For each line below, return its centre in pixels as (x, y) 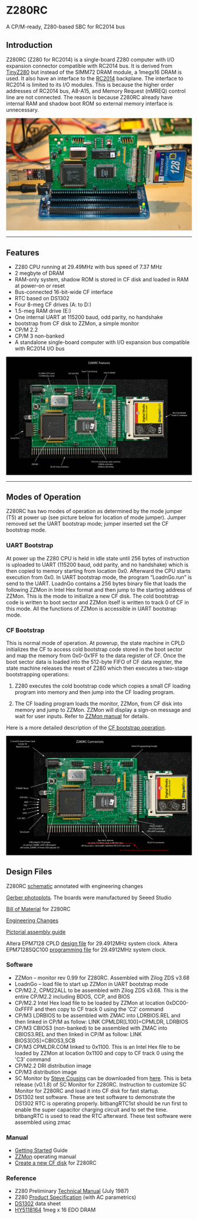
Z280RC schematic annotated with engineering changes (75, 886)
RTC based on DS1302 (42, 299)
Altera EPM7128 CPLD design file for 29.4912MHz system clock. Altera (92, 943)
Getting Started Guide (41, 1150)
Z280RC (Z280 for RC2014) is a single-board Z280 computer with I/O (90, 59)
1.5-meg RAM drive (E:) (43, 311)
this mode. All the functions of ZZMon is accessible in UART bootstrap (91, 608)
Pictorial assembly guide (36, 932)
